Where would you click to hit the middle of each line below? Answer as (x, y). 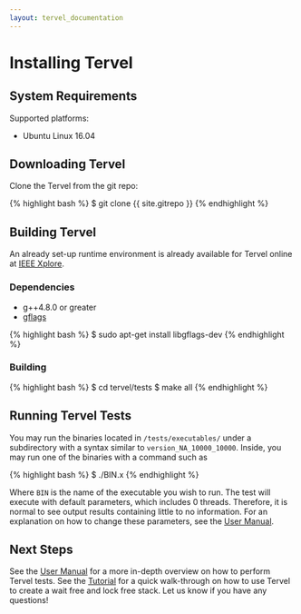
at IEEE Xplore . (37, 263)
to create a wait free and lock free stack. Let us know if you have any (138, 590)
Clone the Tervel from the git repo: (74, 186)
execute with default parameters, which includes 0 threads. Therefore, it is (149, 501)
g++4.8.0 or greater (59, 307)
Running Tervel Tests (71, 416)
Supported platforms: (49, 118)
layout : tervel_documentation (67, 18)
